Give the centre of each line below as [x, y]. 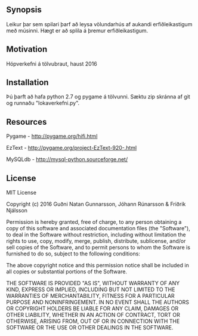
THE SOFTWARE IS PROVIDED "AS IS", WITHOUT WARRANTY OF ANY [93, 283]
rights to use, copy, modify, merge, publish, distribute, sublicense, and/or [96, 241]
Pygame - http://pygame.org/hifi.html [52, 136]
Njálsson [17, 211]
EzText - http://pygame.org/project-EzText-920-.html [72, 148]
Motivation [27, 49]
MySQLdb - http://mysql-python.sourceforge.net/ [67, 159]
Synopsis [24, 10]
